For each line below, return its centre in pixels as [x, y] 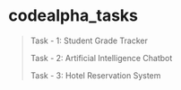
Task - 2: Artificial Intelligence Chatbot [101, 58]
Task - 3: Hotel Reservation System [95, 75]
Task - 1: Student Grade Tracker [89, 40]
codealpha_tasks [73, 16]
